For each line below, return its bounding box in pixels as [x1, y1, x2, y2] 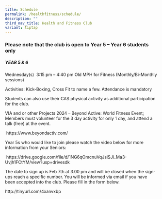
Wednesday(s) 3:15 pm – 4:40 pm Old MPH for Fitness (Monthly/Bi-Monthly [5, 72, 157, 78]
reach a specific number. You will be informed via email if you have [14, 174, 147, 180]
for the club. [5, 101, 30, 107]
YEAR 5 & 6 [5, 59, 28, 65]
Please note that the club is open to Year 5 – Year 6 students [5, 41, 149, 48]
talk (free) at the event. [5, 121, 51, 127]
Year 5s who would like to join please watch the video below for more [5, 140, 144, 145]
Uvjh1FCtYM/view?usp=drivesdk [5, 159, 70, 165]
